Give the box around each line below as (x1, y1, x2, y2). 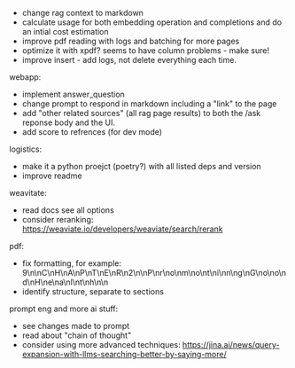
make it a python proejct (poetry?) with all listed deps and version (21, 161, 261, 171)
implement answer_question (21, 89, 126, 99)
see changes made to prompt (21, 321, 130, 331)
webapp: (9, 72, 42, 82)
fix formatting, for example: (21, 258, 122, 269)
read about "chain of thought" (21, 330, 132, 341)
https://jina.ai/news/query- (182, 340, 280, 349)
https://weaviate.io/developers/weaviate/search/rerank (21, 223, 223, 234)
